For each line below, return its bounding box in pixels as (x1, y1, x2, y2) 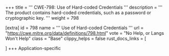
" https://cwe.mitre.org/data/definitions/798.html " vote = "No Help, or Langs (5, 30, 164, 36)
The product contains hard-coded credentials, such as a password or (5, 10, 152, 16)
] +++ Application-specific (5, 45, 61, 51)
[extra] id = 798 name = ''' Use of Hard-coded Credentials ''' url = (5, 25, 144, 31)
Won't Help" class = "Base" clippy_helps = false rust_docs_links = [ (5, 35, 147, 41)
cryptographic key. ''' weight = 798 (5, 15, 79, 21)
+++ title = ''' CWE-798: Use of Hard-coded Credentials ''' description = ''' (5, 5, 162, 10)
